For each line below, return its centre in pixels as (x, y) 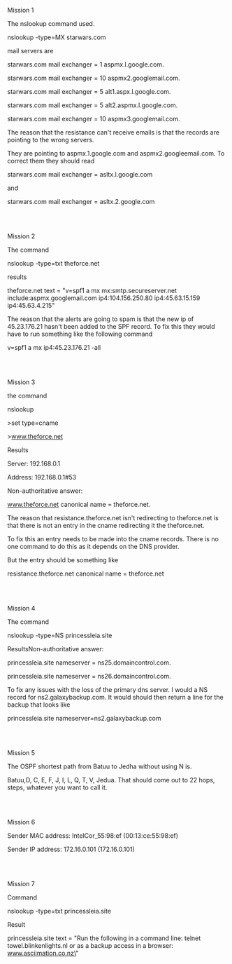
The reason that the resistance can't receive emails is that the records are (114, 132)
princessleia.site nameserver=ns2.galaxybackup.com (84, 718)
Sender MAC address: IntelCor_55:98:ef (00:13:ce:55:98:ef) (93, 836)
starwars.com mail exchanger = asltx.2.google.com (81, 202)
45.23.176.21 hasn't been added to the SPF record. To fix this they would (111, 326)
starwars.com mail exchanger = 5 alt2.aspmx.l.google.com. (93, 105)
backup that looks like (39, 705)
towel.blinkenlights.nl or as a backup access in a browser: (90, 945)
